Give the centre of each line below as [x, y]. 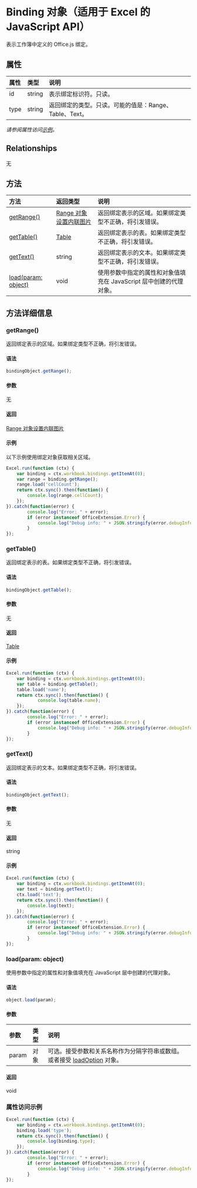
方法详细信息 [29, 313]
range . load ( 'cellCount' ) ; [48, 485]
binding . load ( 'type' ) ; [44, 1130]
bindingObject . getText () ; [38, 795]
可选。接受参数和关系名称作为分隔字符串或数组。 [115, 1051]
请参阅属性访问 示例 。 [32, 130]
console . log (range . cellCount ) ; [65, 496]
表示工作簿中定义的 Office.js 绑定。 [48, 44]
